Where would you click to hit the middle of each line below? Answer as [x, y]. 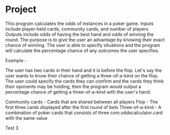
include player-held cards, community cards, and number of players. [77, 29]
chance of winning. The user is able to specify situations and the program [83, 45]
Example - [16, 60]
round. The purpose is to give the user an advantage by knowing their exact [85, 40]
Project [21, 9]
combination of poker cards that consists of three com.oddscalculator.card [84, 113]
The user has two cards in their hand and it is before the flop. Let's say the [84, 70]
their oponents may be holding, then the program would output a [73, 86]
